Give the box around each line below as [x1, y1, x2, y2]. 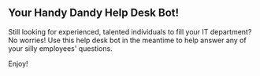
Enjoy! [8, 59, 29, 68]
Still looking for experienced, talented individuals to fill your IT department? [8, 27, 252, 36]
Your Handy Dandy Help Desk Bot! [8, 6, 180, 20]
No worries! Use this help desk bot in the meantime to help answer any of [8, 35, 247, 45]
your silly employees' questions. [8, 43, 113, 53]
